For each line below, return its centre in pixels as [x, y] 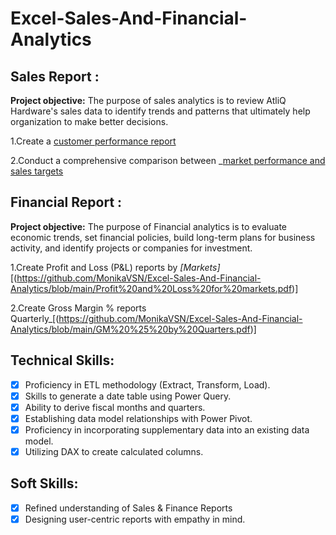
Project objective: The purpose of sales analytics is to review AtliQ [148, 100]
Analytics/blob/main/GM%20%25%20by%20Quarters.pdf [130, 329]
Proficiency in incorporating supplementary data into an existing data [167, 429]
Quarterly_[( [35, 318]
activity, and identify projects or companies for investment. [131, 248]
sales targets [37, 171]
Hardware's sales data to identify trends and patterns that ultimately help [160, 111]
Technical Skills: [62, 360]
